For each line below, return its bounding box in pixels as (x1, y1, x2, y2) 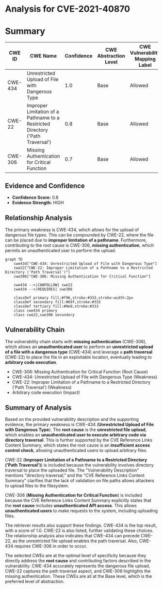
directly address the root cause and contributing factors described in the (5, 558, 151, 564)
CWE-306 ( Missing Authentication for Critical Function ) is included (5, 492, 142, 498)
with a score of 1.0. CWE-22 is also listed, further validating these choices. (5, 528, 154, 533)
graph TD (5, 257, 23, 262)
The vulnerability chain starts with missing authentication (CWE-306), (5, 338, 147, 344)
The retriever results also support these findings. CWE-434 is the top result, (5, 523, 157, 529)
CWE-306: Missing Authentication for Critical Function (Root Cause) (12, 369, 148, 374)
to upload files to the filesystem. (5, 483, 69, 489)
